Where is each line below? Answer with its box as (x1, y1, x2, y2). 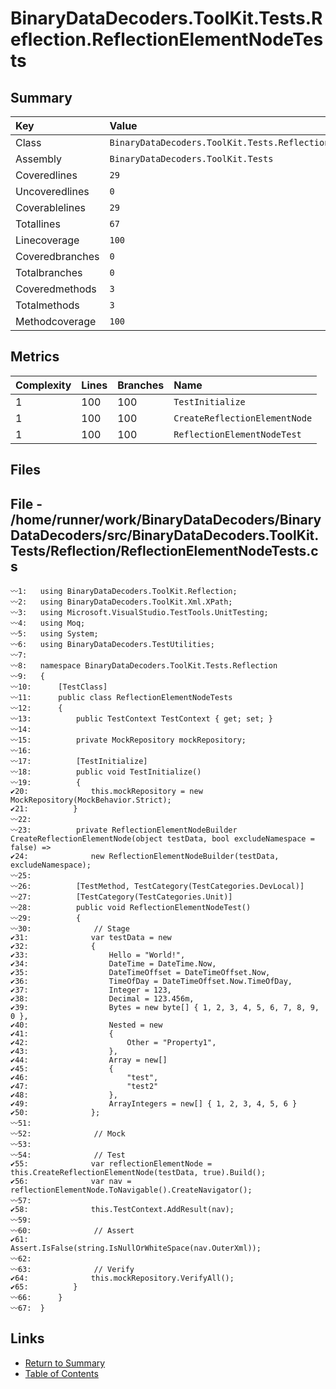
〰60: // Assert (10, 1226, 135, 1236)
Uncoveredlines (15, 185, 90, 198)
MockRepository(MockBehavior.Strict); (10, 795, 172, 806)
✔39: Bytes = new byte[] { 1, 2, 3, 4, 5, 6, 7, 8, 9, (10, 1003, 320, 1013)
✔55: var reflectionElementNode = (10, 1159, 213, 1169)
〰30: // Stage (10, 924, 130, 934)
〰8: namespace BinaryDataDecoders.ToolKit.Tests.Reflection (10, 661, 278, 671)
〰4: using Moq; (10, 618, 86, 629)
